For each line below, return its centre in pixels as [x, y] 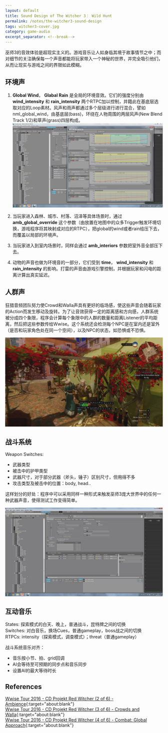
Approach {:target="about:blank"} [39, 725]
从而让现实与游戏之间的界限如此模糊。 [44, 65]
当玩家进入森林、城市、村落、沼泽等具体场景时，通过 [67, 216]
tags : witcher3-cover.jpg [32, 26]
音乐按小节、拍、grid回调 [38, 658]
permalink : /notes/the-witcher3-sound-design [53, 21]
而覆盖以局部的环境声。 [36, 234]
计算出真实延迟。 [34, 274]
